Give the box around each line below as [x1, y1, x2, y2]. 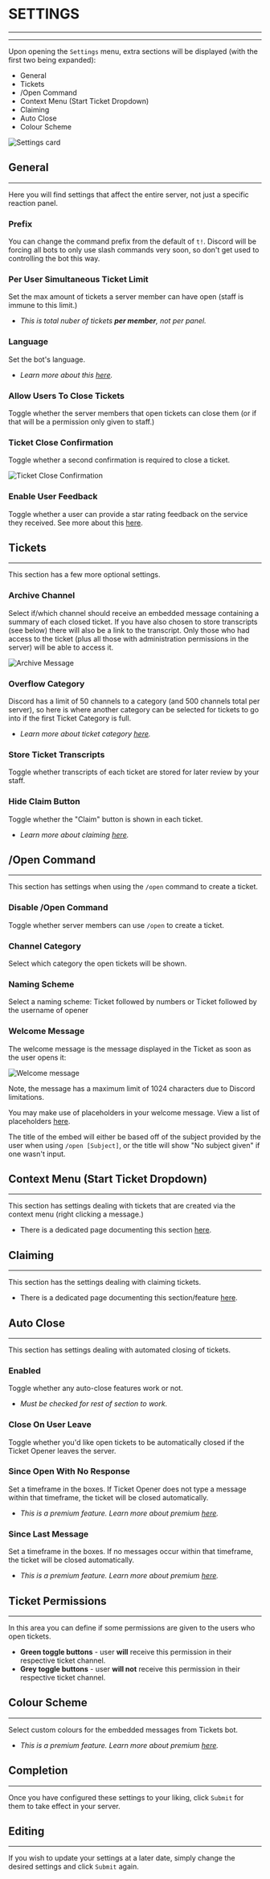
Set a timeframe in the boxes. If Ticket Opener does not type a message [8, 1484, 247, 1494]
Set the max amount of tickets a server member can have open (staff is [8, 292, 243, 302]
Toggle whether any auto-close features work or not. [8, 1384, 183, 1393]
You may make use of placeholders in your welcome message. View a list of [8, 1107, 260, 1118]
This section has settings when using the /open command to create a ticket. [8, 882, 259, 892]
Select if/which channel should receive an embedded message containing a [8, 608, 260, 617]
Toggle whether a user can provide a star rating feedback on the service [8, 509, 248, 519]
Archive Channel [8, 590, 76, 601]
